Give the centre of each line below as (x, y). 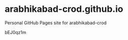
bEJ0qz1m (16, 32)
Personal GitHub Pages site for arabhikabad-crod (56, 23)
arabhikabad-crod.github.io (64, 9)
